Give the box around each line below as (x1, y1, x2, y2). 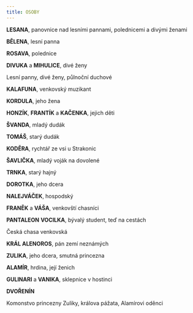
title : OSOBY (6, 9, 40, 15)
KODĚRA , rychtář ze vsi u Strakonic (6, 145, 97, 152)
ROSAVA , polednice (6, 50, 57, 57)
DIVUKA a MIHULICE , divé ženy (6, 61, 88, 69)
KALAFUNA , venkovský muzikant (6, 85, 91, 93)
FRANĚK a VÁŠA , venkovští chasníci (6, 204, 99, 212)
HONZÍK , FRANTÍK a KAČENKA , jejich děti (6, 109, 115, 117)
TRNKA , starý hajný (6, 168, 57, 176)
